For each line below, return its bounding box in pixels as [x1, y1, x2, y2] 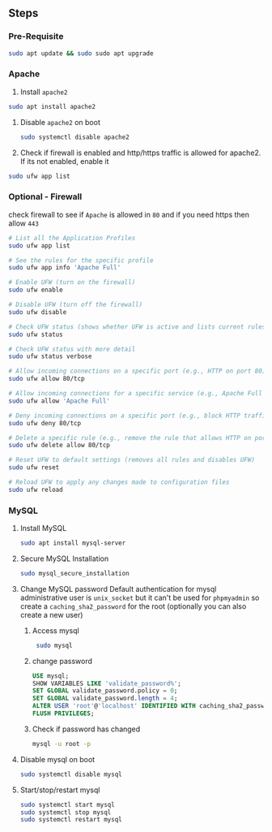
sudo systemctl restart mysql [19, 816, 123, 824]
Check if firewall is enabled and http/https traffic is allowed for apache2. [19, 148, 261, 157]
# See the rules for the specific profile [8, 256, 154, 265]
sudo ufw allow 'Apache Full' [8, 397, 111, 405]
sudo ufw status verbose [8, 352, 92, 360]
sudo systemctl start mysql [19, 800, 115, 808]
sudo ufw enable [8, 286, 63, 295]
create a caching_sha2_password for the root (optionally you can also [19, 601, 247, 611]
